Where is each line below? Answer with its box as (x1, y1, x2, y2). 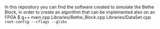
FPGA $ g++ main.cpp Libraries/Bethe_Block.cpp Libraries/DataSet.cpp (4, 14, 151, 20)
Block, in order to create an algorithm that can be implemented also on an (4, 9, 155, 15)
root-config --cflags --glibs (4, 19, 68, 24)
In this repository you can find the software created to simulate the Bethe (4, 4, 155, 10)
